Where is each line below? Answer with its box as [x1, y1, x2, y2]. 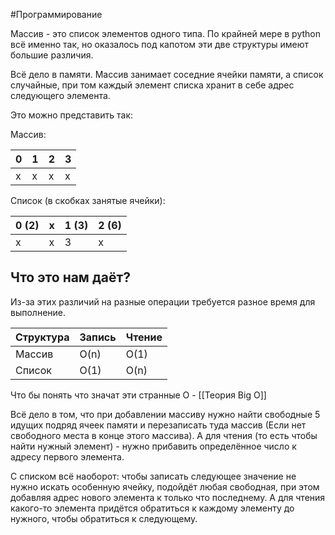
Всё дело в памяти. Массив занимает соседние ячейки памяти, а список [10, 69, 324, 80]
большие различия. [10, 49, 94, 61]
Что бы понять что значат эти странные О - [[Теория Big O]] [10, 389, 267, 401]
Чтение [125, 330, 163, 344]
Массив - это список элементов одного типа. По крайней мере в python [10, 28, 322, 39]
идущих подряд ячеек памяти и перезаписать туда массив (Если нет [10, 419, 307, 431]
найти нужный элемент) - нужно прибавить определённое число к [10, 440, 297, 452]
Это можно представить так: [10, 109, 134, 121]
